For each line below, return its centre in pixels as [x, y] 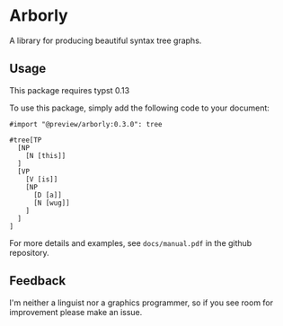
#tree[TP [26, 140]
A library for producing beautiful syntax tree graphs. [106, 40]
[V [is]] [42, 179]
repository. [29, 252]
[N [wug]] [51, 203]
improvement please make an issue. [76, 312]
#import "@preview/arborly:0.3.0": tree [86, 124]
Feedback [38, 281]
